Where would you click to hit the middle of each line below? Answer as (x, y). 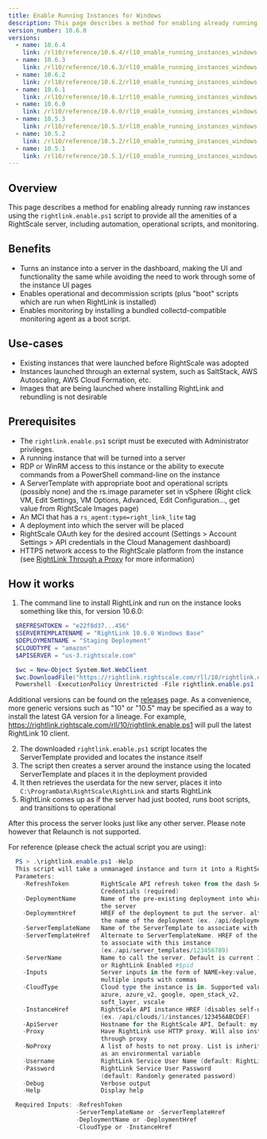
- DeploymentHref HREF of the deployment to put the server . (135, 913)
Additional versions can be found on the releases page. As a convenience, (130, 700)
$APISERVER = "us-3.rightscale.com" (76, 655)
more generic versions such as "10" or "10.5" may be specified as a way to (130, 708)
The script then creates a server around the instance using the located (135, 766)
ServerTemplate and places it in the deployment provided (114, 774)
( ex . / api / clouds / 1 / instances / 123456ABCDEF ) (175, 1017)
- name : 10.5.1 (41, 149)
